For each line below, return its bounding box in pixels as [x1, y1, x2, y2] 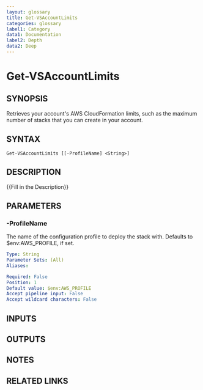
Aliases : [6, 262, 29, 269]
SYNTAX [6, 134, 41, 144]
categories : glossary [6, 20, 62, 26]
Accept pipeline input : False [6, 291, 84, 297]
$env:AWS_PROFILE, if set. [6, 240, 75, 247]
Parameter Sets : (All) [6, 257, 64, 263]
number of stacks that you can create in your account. [6, 116, 144, 123]
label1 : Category [6, 26, 51, 32]
